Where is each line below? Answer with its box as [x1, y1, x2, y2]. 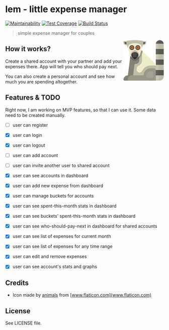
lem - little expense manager [5, 4, 127, 15]
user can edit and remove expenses [12, 254, 87, 260]
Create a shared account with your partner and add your [5, 58, 122, 64]
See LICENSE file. [5, 320, 42, 326]
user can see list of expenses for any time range [12, 244, 113, 250]
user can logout [12, 142, 45, 148]
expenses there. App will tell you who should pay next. [5, 63, 118, 69]
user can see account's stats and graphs [12, 264, 97, 270]
